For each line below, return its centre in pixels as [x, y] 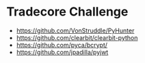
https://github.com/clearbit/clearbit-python [77, 37]
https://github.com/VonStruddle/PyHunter [75, 30]
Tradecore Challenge [67, 12]
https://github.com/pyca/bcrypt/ [62, 45]
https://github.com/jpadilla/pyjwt [62, 52]
